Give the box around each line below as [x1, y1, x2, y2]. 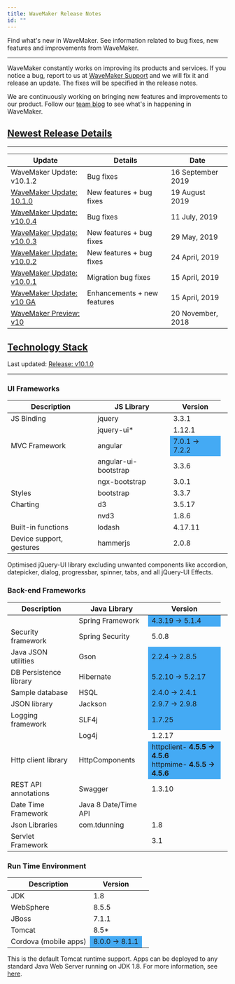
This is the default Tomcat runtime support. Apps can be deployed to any [7, 955, 218, 963]
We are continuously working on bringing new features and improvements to [7, 92, 228, 100]
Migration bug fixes [87, 273, 151, 283]
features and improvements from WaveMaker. [7, 43, 139, 52]
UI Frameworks [7, 384, 60, 393]
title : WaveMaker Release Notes [7, 10, 101, 18]
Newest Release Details [7, 127, 113, 139]
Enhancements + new [87, 288, 159, 298]
